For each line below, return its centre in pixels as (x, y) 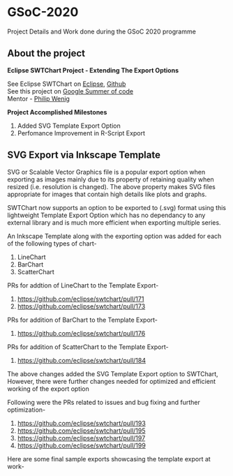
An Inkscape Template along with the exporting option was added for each (114, 236)
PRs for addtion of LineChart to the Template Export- (83, 285)
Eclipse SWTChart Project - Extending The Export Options (93, 70)
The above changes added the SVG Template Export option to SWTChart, (113, 373)
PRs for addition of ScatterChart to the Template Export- (88, 347)
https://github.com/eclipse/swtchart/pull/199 (82, 445)
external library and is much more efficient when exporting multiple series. (114, 222)
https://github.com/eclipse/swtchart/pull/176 (81, 333)
